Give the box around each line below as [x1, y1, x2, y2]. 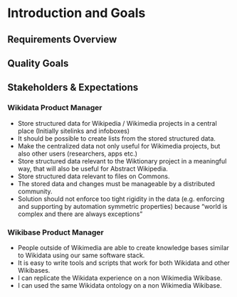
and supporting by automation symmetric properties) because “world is [17, 202, 228, 210]
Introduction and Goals [7, 5, 146, 21]
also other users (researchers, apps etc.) [17, 149, 137, 158]
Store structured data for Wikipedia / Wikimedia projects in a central [17, 119, 217, 127]
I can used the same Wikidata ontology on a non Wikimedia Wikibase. [17, 281, 222, 289]
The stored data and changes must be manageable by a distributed [17, 179, 216, 188]
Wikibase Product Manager [7, 227, 105, 237]
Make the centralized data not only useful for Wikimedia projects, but [17, 141, 221, 150]
